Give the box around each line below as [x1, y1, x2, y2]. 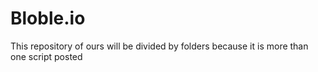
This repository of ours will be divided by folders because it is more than [10, 40, 309, 52]
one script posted [10, 50, 83, 62]
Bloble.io [10, 7, 86, 30]
